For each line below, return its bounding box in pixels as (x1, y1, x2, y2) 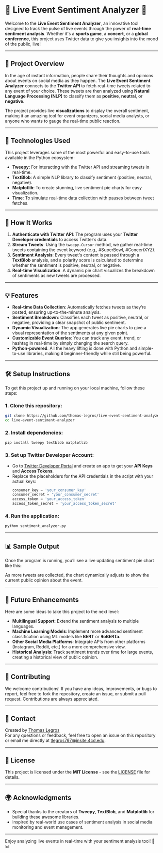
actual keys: (12, 478, 36, 484)
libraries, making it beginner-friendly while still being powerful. (26, 351, 152, 356)
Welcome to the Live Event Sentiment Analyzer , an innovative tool (5, 20, 139, 26)
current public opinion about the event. (5, 577, 83, 583)
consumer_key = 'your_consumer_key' (12, 487, 86, 493)
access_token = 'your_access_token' (12, 497, 86, 501)
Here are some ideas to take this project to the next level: (5, 609, 119, 614)
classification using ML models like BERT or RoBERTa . (12, 633, 121, 639)
